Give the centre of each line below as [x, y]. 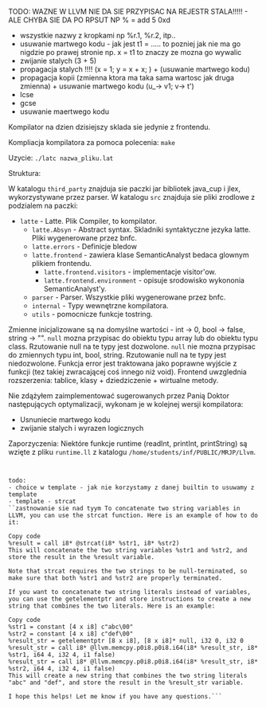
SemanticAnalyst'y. [75, 289]
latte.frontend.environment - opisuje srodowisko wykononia [144, 280]
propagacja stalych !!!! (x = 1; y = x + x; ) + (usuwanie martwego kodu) [135, 69]
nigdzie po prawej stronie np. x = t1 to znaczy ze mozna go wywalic [131, 52]
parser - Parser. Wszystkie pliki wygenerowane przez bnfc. [129, 297]
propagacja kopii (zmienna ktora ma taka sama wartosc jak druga [127, 78]
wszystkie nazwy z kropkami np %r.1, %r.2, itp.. [98, 35]
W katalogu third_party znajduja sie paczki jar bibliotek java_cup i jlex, [125, 189]
